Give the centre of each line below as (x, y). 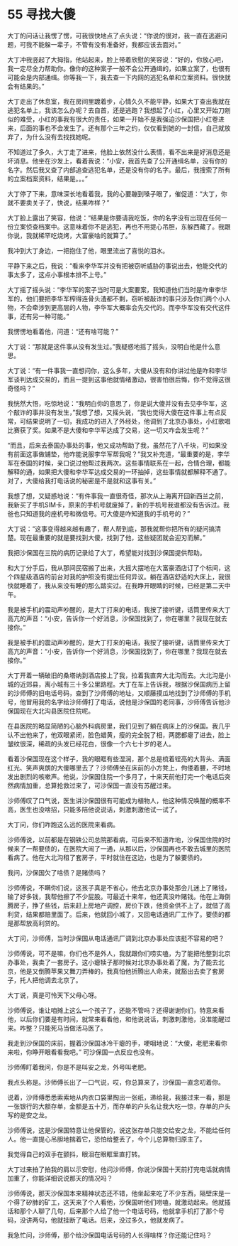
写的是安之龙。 (29, 1115)
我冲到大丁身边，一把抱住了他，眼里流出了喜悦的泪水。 (88, 250)
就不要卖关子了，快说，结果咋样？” (58, 203)
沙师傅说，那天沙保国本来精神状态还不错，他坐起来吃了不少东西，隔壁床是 (116, 1193)
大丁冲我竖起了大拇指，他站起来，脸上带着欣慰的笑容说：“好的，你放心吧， (118, 59)
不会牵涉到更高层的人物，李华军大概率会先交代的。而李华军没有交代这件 (125, 307)
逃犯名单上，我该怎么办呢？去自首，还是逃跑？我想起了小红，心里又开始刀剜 (119, 110)
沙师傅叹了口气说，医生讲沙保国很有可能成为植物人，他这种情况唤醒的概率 (116, 800)
